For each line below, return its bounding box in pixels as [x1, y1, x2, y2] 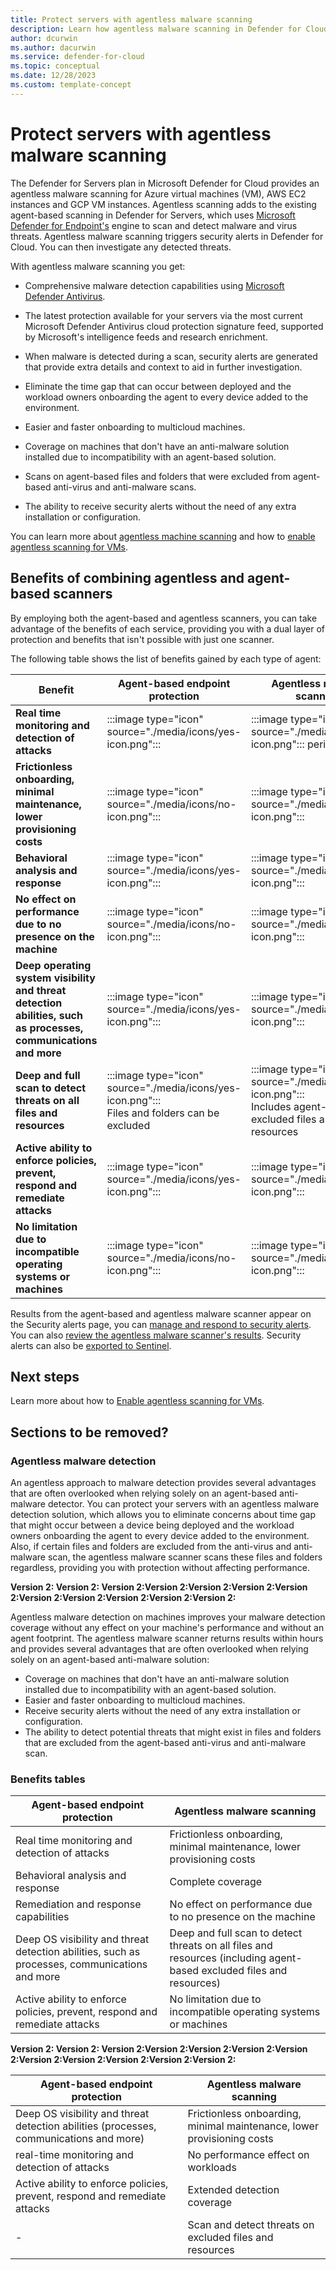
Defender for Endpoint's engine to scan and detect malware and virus [10, 219, 298, 231]
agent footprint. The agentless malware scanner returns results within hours [10, 1632, 324, 1644]
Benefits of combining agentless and [10, 570, 245, 587]
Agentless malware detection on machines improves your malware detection [10, 1611, 326, 1623]
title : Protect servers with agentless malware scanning [10, 14, 253, 25]
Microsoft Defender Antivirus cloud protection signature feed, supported [24, 320, 324, 332]
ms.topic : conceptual [10, 61, 101, 71]
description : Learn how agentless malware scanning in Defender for [10, 24, 302, 34]
